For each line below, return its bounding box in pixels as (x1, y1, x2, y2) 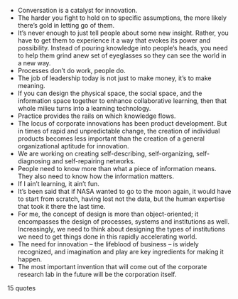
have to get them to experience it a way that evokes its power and (17, 36, 211, 45)
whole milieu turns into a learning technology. (17, 104, 151, 112)
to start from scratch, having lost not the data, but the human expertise (17, 195, 225, 203)
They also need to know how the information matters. (17, 172, 174, 180)
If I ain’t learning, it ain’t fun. (17, 180, 99, 187)
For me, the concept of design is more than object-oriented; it (17, 210, 199, 218)
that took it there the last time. (17, 202, 106, 210)
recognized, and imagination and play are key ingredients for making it (17, 248, 224, 256)
